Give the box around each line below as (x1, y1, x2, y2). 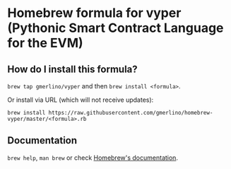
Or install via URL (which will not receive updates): (7, 95, 154, 104)
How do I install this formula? (7, 63, 138, 75)
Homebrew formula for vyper (7, 5, 182, 21)
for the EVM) (7, 35, 83, 51)
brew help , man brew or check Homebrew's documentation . (7, 153, 179, 162)
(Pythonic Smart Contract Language (7, 20, 224, 36)
